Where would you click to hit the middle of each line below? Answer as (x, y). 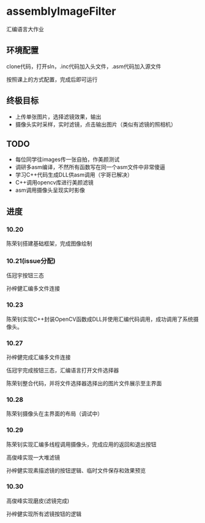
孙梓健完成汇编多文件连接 (39, 357)
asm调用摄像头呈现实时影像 (50, 190)
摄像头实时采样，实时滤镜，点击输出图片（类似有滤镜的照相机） (95, 124)
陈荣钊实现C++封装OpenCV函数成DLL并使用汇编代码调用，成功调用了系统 (100, 319)
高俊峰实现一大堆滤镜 (33, 457)
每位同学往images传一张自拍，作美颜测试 (67, 159)
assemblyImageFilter (61, 11)
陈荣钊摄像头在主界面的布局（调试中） (54, 414)
